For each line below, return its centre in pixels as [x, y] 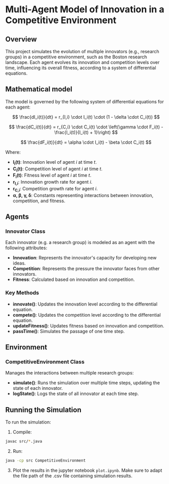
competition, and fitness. [39, 201]
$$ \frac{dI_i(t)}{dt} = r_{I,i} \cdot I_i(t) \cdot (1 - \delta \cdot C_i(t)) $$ [86, 117]
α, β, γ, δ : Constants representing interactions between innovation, [83, 195]
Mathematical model [39, 89]
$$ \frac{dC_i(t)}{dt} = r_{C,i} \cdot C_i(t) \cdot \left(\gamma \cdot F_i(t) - [86, 127]
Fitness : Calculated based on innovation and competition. [73, 279]
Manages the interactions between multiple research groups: [70, 373]
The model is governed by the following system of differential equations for [84, 101]
